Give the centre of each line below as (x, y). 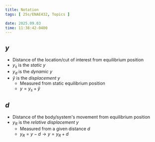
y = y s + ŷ (30, 89)
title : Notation (22, 10)
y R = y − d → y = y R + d (44, 135)
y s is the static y (29, 66)
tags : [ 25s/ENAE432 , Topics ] (38, 14)
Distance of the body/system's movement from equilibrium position (81, 117)
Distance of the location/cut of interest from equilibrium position (78, 60)
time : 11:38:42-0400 (27, 28)
